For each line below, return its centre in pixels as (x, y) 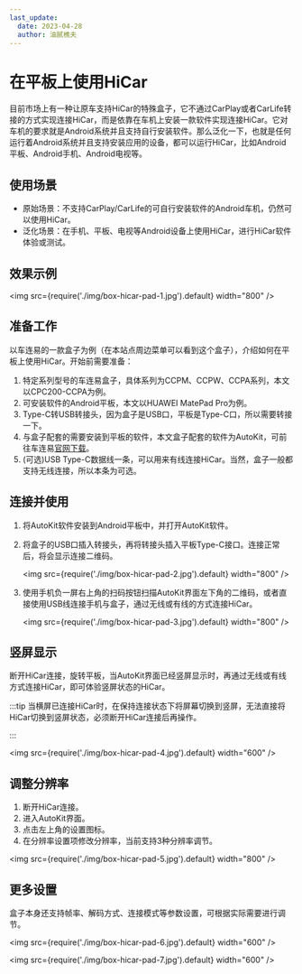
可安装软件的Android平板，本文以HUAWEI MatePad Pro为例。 (137, 403)
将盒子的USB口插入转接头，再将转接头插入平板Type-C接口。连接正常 (151, 544)
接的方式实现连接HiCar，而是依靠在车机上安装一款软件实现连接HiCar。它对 (149, 120)
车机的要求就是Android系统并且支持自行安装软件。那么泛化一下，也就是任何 (150, 131)
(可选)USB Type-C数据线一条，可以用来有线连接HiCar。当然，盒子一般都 (158, 459)
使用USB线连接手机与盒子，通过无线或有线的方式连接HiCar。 (144, 603)
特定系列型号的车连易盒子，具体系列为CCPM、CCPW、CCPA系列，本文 (156, 380)
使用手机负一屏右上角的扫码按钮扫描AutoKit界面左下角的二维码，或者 (151, 592)
